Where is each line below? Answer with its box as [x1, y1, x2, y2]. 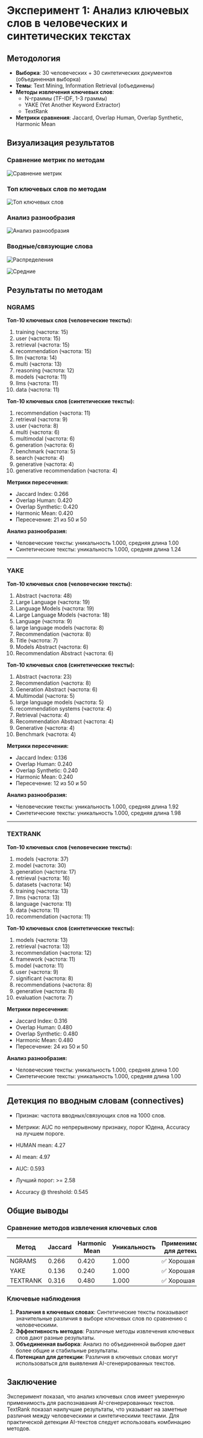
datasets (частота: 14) [15, 881, 71, 888]
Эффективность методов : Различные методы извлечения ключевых [15, 1327, 195, 1335]
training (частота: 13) [15, 887, 69, 894]
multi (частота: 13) [15, 360, 62, 368]
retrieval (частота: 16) [15, 874, 70, 882]
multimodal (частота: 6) [15, 435, 75, 442]
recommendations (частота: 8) [15, 981, 93, 988]
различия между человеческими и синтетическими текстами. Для [7, 1412, 180, 1419]
